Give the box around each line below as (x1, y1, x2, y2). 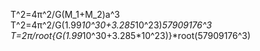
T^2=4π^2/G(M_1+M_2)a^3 (10, 9, 120, 20)
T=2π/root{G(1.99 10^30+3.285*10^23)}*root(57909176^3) (10, 30, 252, 41)
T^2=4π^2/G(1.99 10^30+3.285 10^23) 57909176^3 (10, 19, 213, 31)
